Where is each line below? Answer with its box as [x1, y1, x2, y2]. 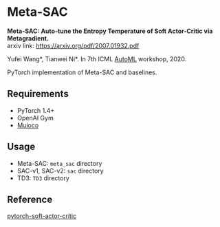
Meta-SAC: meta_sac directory [16, 159, 102, 167]
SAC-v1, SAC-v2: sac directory [16, 166, 104, 175]
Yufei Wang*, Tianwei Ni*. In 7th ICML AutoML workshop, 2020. [7, 54, 187, 63]
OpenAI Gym [16, 113, 54, 122]
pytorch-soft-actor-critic [7, 212, 77, 220]
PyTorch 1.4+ [16, 106, 55, 114]
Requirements [7, 88, 69, 100]
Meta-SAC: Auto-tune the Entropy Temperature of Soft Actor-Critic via [7, 27, 213, 35]
